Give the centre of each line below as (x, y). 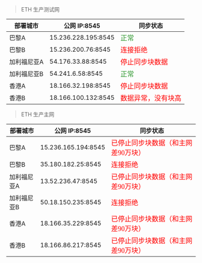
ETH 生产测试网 (40, 9)
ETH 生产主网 (38, 114)
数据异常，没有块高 (151, 98)
